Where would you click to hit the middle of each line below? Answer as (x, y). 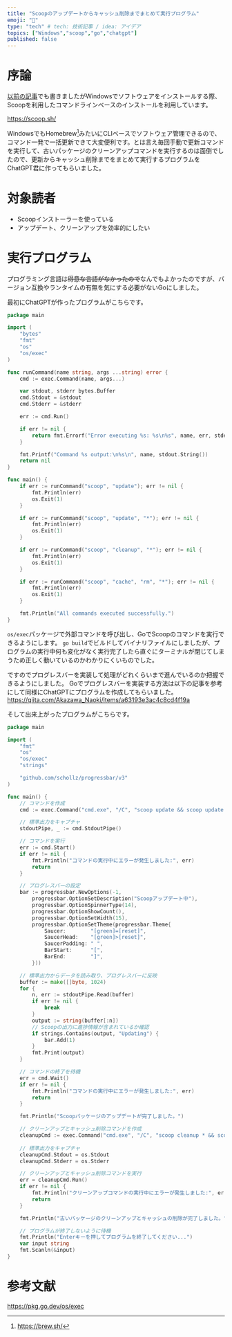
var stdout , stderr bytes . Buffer (68, 391)
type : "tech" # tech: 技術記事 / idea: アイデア (74, 26)
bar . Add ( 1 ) (60, 1040)
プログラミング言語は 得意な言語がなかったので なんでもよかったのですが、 (113, 278)
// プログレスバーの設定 (50, 886)
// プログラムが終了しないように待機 (65, 1231)
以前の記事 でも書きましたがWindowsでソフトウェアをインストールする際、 (114, 96)
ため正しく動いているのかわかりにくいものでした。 (86, 660)
